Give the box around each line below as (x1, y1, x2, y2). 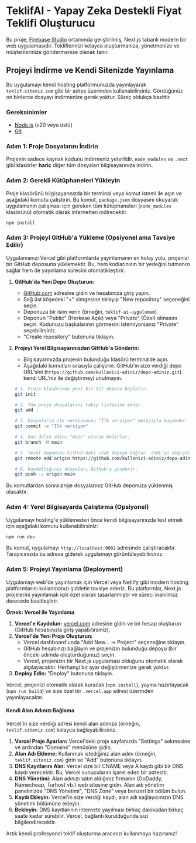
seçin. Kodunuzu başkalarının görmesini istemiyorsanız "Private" (23, 321, 179, 328)
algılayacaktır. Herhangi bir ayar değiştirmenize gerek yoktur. (23, 664, 170, 671)
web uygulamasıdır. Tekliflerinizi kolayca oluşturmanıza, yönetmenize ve (6, 42, 180, 49)
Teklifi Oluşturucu (6, 16, 95, 30)
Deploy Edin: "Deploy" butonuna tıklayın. (14, 669, 114, 677)
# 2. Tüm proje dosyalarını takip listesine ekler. (14, 402, 143, 408)
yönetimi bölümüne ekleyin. (14, 800, 81, 807)
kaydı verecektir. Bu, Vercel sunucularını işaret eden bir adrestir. (14, 769, 169, 776)
